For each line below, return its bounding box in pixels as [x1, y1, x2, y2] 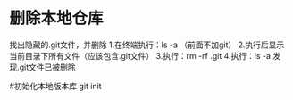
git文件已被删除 [19, 62, 76, 72]
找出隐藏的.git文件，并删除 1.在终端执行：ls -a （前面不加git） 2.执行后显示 [9, 39, 285, 50]
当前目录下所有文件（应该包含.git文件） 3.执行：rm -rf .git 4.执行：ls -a [9, 50, 271, 61]
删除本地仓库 [9, 8, 105, 29]
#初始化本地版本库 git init [9, 80, 102, 91]
